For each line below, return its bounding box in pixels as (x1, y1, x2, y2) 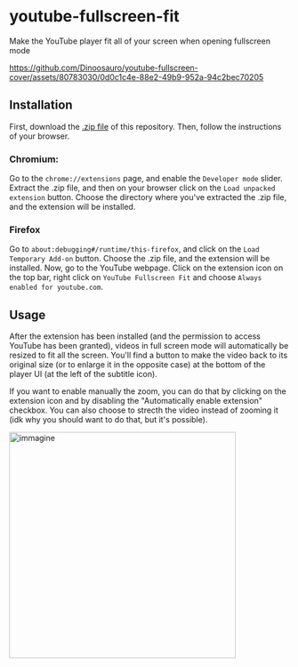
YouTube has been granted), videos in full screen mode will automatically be (9, 341, 289, 351)
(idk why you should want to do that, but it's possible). (9, 414, 208, 425)
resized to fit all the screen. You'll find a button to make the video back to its (9, 350, 288, 361)
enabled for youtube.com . (9, 282, 104, 293)
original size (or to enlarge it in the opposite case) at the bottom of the (9, 359, 266, 370)
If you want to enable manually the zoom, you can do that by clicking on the (9, 386, 286, 397)
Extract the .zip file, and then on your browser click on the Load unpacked (9, 182, 276, 193)
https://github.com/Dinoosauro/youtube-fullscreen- (9, 62, 198, 73)
